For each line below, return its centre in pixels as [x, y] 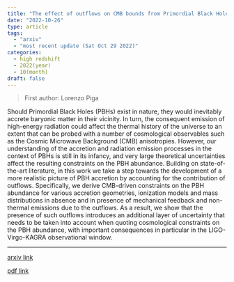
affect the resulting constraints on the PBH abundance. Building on [103, 164]
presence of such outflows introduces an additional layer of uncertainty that [116, 215]
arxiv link [20, 258]
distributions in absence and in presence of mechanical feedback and [107, 201]
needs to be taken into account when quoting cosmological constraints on [114, 223]
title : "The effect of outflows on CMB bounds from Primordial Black [110, 14]
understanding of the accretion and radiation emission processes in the [110, 149]
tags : [15, 33]
